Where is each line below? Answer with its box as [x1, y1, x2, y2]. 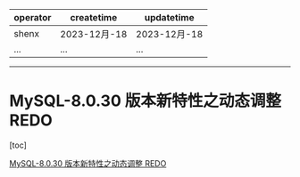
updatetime [144, 12, 195, 23]
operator [13, 12, 52, 23]
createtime [70, 12, 118, 23]
